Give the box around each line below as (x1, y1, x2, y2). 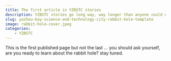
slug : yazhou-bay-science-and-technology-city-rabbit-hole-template (5, 17, 154, 22)
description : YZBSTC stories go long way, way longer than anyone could (5, 12, 163, 17)
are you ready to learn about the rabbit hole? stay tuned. (5, 50, 124, 56)
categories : (5, 26, 31, 31)
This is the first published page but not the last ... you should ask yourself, (5, 45, 160, 50)
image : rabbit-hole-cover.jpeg (5, 21, 72, 27)
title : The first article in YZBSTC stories (5, 7, 101, 13)
